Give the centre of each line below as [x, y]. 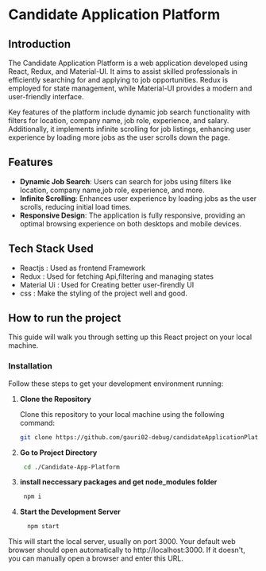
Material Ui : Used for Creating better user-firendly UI [107, 284]
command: [37, 422]
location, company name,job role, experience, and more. [112, 190]
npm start [43, 527]
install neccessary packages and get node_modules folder [118, 482]
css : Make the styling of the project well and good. [104, 293]
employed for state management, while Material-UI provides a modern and [130, 88]
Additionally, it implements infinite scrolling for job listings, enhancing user [130, 129]
